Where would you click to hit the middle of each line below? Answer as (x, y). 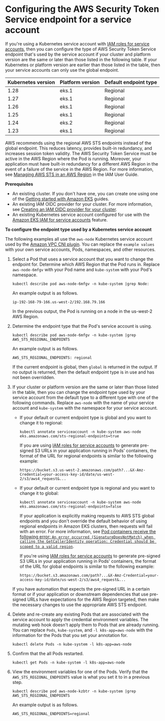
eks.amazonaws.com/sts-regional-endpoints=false (70, 507)
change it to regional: (41, 423)
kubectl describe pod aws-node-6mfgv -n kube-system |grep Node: (81, 284)
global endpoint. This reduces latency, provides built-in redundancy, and (79, 148)
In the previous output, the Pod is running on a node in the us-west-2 (82, 311)
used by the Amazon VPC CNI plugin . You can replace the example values (80, 244)
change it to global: (39, 493)
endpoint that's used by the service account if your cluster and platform (78, 54)
